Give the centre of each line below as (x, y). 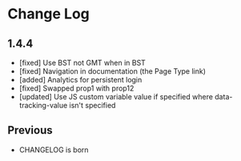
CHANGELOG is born (54, 150)
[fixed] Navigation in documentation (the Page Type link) (112, 71)
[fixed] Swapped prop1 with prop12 (76, 88)
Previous (30, 130)
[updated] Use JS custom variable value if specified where (116, 97)
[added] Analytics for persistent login (80, 80)
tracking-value (43, 105)
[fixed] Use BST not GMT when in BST (82, 62)
